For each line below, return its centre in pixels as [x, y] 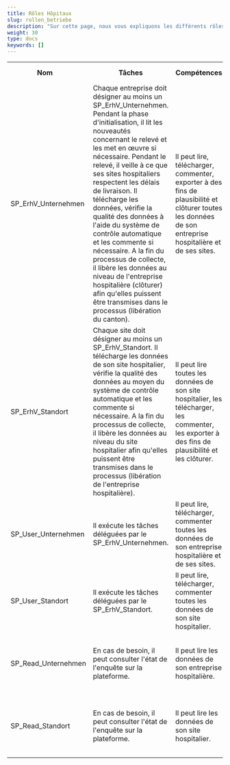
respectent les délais [126, 182]
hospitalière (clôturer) [128, 285]
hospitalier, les [199, 399]
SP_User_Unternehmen [48, 534]
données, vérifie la [123, 208]
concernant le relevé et [130, 139]
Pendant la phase [121, 114]
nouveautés [112, 131]
